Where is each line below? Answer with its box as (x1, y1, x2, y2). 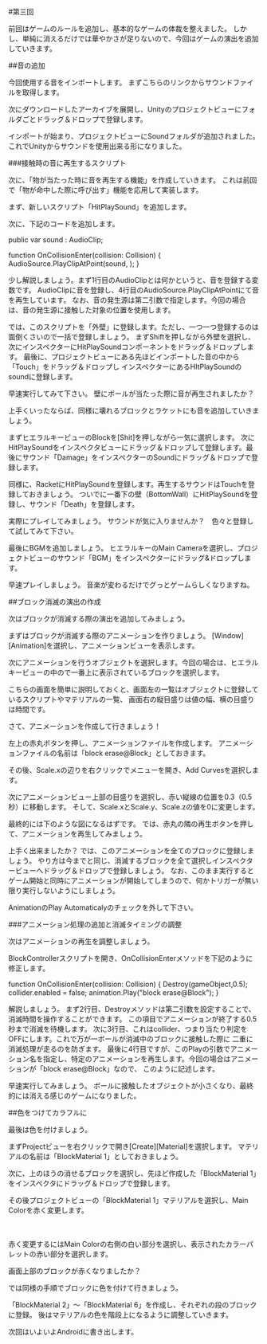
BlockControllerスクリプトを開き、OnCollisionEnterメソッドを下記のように (8, 954, 253, 962)
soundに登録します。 (8, 372, 77, 381)
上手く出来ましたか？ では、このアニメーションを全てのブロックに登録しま (8, 846, 255, 855)
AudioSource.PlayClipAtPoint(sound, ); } (8, 259, 139, 268)
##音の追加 (8, 61, 45, 70)
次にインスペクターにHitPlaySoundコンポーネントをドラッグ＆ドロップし (8, 342, 247, 351)
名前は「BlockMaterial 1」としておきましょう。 (29, 1152, 183, 1161)
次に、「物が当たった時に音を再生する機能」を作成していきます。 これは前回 (8, 175, 257, 185)
